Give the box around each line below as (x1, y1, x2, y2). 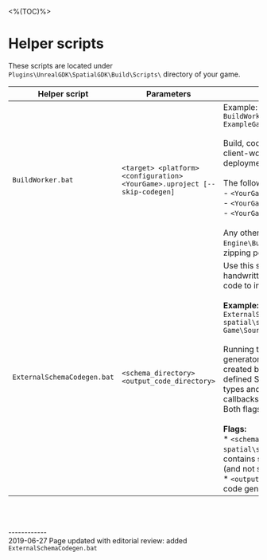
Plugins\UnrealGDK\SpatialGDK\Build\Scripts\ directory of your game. (8, 69, 241, 79)
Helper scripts (8, 35, 105, 53)
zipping (222, 247, 252, 258)
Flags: (222, 423, 247, 434)
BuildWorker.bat (12, 175, 74, 184)
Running (222, 343, 254, 354)
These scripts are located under (8, 61, 113, 70)
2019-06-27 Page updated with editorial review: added (8, 535, 188, 545)
